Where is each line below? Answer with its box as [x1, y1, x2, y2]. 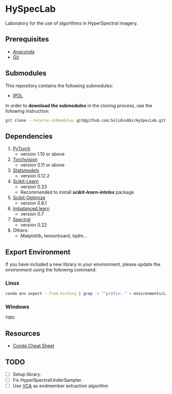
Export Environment [5, 247, 71, 257]
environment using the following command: [5, 267, 97, 273]
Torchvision [12, 156, 37, 163]
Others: [12, 227, 29, 233]
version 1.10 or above [20, 151, 65, 157]
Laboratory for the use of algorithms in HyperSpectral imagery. [5, 20, 138, 26]
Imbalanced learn [12, 206, 50, 212]
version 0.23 [20, 184, 47, 190]
